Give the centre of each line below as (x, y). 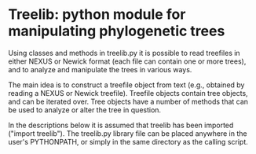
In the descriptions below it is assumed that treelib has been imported (121, 125)
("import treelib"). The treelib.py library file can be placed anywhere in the (128, 133)
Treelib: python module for (97, 15)
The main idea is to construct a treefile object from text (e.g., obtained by (126, 85)
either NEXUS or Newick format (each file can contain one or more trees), (127, 61)
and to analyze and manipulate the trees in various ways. (100, 69)
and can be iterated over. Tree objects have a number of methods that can (128, 101)
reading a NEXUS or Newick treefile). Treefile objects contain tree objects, (128, 93)
